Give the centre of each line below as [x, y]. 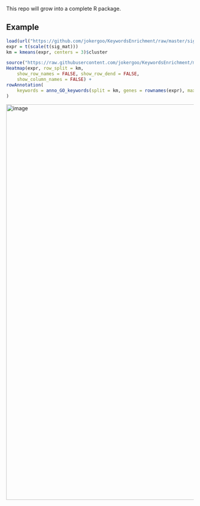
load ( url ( [18, 41]
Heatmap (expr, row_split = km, [45, 68]
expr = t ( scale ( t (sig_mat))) [42, 46]
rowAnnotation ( [25, 85]
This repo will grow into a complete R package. [64, 9]
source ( [16, 63]
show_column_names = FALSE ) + [54, 80]
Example [23, 27]
